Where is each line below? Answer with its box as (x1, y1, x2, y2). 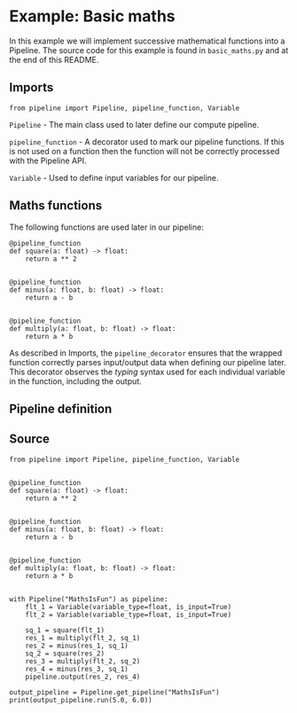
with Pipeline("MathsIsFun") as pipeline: (9, 594, 168, 604)
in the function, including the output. (9, 375, 142, 387)
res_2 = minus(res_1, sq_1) (25, 641, 129, 650)
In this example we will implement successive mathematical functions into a (9, 35, 285, 46)
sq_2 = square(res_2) (25, 649, 105, 658)
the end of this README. (9, 54, 99, 65)
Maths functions (9, 198, 103, 214)
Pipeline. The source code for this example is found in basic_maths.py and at (9, 44, 289, 55)
